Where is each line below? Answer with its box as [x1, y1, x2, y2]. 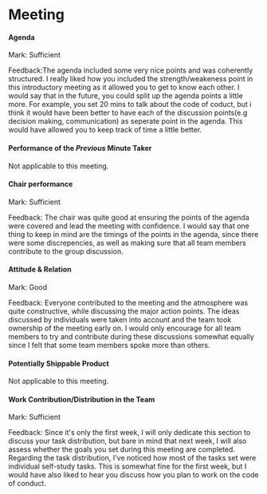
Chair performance [8, 180, 73, 189]
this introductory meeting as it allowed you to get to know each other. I [8, 82, 240, 93]
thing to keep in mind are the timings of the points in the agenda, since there [8, 229, 259, 239]
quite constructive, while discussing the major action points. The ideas [8, 306, 240, 316]
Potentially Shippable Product [8, 358, 109, 368]
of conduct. [8, 479, 46, 488]
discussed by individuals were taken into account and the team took [8, 315, 232, 324]
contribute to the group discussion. [8, 246, 124, 256]
